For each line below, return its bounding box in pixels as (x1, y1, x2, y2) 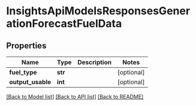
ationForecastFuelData (6, 17, 122, 30)
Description (77, 58, 112, 66)
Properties (6, 40, 47, 51)
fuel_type (9, 68, 37, 76)
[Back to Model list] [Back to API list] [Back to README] (6, 93, 144, 100)
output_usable (9, 78, 52, 86)
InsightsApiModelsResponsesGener (6, 4, 191, 18)
